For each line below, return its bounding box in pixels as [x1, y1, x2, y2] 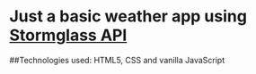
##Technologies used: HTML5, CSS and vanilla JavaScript [9, 54, 225, 65]
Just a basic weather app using [9, 6, 247, 27]
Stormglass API [9, 25, 128, 45]
